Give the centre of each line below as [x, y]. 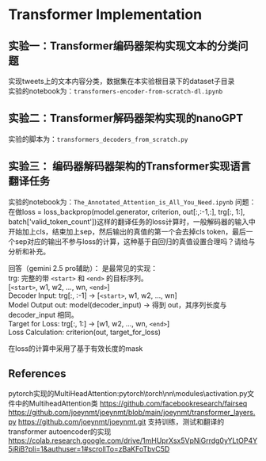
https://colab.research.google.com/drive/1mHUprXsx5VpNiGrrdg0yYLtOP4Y [133, 440]
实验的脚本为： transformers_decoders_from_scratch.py [98, 139]
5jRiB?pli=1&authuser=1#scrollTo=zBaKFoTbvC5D [89, 449]
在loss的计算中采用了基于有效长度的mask [76, 348]
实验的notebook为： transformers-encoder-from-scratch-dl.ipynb [116, 91]
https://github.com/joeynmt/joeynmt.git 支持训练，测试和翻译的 [121, 422]
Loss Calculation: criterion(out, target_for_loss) [84, 332]
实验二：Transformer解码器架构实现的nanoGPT [126, 118]
